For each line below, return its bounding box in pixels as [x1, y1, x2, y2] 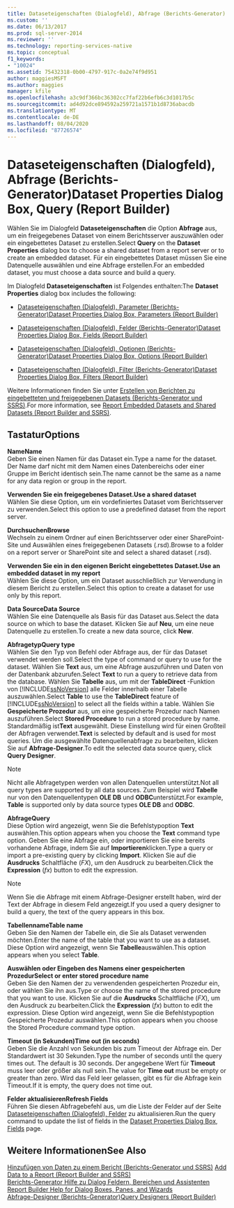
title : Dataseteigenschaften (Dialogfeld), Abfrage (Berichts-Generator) [7, 10, 226, 17]
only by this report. [7, 591, 61, 599]
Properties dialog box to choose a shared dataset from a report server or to [7, 246, 225, 255]
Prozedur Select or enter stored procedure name [7, 972, 149, 980]
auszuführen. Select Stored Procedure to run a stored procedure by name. [7, 714, 221, 723]
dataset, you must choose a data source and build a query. [7, 269, 176, 277]
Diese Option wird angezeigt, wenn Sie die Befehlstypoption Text [7, 822, 194, 830]
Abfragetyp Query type [7, 641, 75, 649]
